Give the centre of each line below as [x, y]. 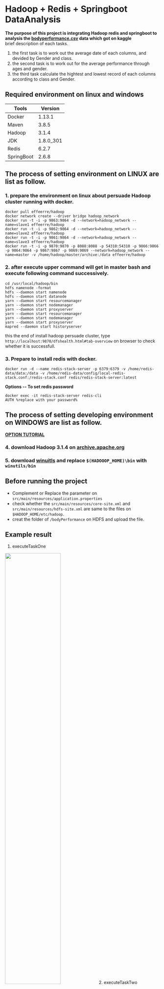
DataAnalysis [33, 19]
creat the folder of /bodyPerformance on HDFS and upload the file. [78, 519]
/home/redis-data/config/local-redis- [86, 373]
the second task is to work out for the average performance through [81, 63]
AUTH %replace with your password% [41, 400]
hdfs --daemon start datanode [36, 296]
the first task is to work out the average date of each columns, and [79, 53]
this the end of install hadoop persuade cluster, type [58, 335]
